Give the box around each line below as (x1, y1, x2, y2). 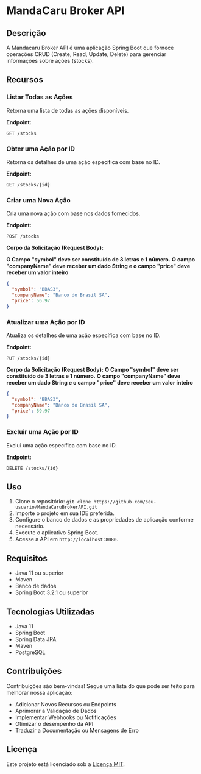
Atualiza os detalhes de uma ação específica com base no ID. (6, 332, 161, 339)
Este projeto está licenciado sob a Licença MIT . (6, 760, 125, 768)
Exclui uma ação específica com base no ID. (6, 441, 117, 449)
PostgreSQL (15, 648, 46, 656)
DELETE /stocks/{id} (6, 465, 59, 471)
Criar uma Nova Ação (6, 196, 71, 204)
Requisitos (6, 553, 48, 564)
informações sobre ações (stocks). (6, 57, 94, 64)
